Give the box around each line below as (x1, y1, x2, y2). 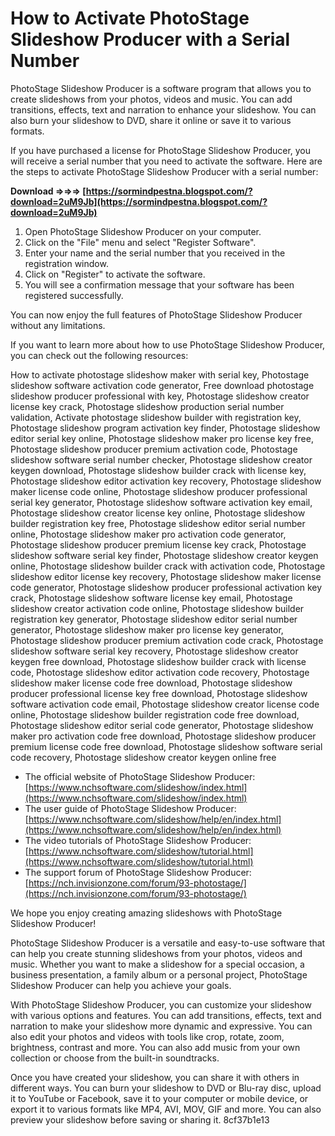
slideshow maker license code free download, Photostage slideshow (10, 677, 293, 689)
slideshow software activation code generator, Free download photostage (10, 379, 315, 391)
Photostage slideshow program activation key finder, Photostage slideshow (10, 422, 321, 434)
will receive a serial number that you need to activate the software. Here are (10, 155, 323, 167)
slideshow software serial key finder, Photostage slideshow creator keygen (10, 549, 319, 561)
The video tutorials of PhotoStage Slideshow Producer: (24, 834, 252, 846)
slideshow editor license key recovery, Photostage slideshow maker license (10, 570, 322, 582)
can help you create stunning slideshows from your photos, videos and (10, 947, 303, 959)
